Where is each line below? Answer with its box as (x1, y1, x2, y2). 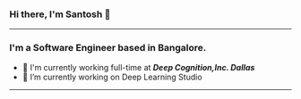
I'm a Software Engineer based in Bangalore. (9, 42, 207, 54)
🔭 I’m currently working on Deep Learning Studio (21, 71, 203, 82)
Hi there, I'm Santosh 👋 (9, 8, 111, 21)
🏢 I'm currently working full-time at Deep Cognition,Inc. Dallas (21, 62, 255, 72)
